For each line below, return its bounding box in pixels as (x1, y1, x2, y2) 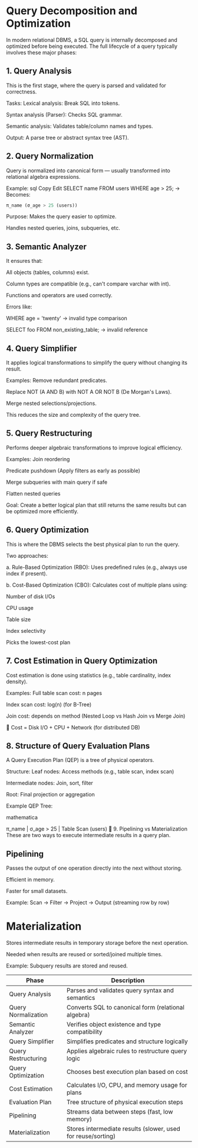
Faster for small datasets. (6, 887, 68, 895)
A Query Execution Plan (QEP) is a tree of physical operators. (6, 757, 154, 764)
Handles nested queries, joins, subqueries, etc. (6, 224, 121, 231)
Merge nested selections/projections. (6, 400, 97, 407)
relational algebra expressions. (6, 173, 81, 180)
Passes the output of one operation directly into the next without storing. (6, 864, 183, 872)
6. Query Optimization (6, 525, 89, 535)
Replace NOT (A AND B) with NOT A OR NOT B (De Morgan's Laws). (6, 388, 172, 395)
